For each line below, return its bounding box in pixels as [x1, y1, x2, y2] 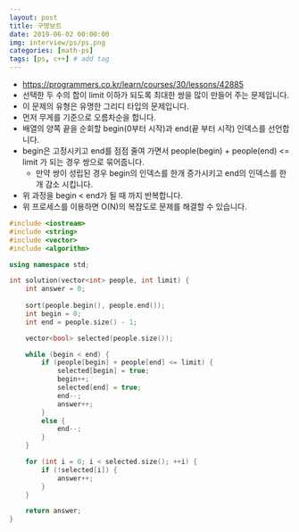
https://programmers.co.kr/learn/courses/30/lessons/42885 [21, 79, 244, 89]
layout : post [9, 12, 58, 22]
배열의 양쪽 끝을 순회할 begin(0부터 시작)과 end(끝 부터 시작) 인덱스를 [21, 123, 266, 134]
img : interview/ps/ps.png [9, 37, 105, 47]
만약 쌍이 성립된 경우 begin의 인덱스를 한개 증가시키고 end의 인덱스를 [35, 168, 278, 179]
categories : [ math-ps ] [9, 46, 94, 55]
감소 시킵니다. [45, 179, 94, 189]
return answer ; [25, 506, 82, 516]
